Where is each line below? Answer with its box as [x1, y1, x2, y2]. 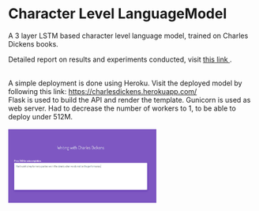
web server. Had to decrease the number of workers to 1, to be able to [8, 104, 237, 113]
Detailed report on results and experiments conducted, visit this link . [8, 55, 232, 64]
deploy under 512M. [8, 111, 73, 121]
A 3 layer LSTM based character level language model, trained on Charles [8, 31, 249, 40]
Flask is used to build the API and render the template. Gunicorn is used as [8, 95, 251, 104]
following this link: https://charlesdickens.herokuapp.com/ [8, 86, 197, 96]
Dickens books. [8, 39, 59, 48]
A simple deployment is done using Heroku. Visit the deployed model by [8, 78, 242, 88]
